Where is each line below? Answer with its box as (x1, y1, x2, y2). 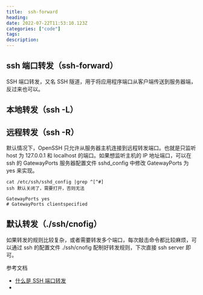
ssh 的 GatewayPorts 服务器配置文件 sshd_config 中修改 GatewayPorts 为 (6, 159, 189, 167)
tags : (6, 31, 20, 37)
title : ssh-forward (6, 8, 59, 15)
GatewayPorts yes (6, 196, 50, 202)
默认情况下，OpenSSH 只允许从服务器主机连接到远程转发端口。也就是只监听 (6, 144, 196, 151)
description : (6, 37, 39, 43)
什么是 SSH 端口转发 (14, 277, 66, 284)
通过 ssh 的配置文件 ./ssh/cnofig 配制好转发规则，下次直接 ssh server (11, 244, 184, 251)
